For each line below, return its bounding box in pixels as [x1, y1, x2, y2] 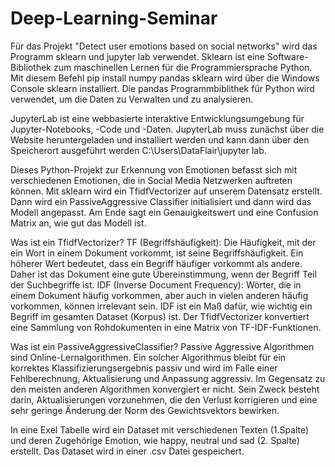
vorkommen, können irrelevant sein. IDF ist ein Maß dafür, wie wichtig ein [10, 300, 313, 312]
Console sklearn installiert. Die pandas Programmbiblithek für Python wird [10, 82, 315, 94]
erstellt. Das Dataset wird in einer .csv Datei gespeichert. [10, 445, 245, 457]
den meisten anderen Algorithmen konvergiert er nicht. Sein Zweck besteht [10, 383, 320, 395]
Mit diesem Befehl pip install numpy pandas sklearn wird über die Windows [10, 72, 320, 84]
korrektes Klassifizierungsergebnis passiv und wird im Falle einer [10, 362, 278, 374]
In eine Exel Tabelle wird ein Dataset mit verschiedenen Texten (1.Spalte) [10, 423, 310, 436]
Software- [266, 50, 309, 62]
